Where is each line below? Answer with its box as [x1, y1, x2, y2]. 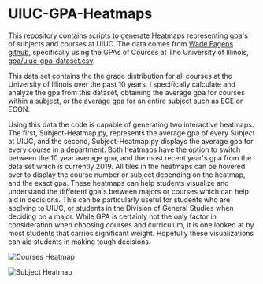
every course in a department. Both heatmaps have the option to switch [8, 145, 241, 154]
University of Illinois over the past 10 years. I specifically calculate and [8, 79, 236, 89]
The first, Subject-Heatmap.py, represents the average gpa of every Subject [8, 127, 255, 138]
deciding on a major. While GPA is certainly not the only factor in [8, 212, 217, 221]
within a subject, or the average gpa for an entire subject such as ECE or [8, 96, 243, 105]
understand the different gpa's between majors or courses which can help [8, 186, 250, 196]
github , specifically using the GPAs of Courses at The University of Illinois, [8, 47, 250, 57]
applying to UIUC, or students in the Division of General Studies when [8, 203, 234, 212]
